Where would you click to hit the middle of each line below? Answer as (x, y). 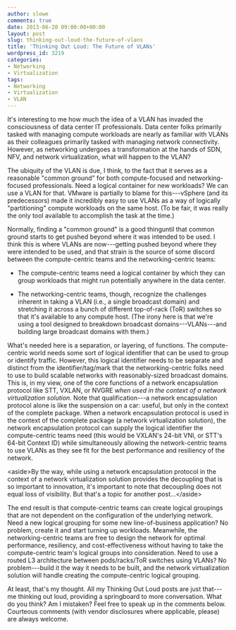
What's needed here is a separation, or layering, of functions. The (103, 345)
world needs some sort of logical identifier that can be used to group (129, 353)
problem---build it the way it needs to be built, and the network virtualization (118, 568)
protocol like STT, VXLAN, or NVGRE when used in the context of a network (117, 390)
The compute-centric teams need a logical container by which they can (121, 273)
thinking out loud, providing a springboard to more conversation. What (120, 596)
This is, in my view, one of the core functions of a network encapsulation (113, 383)
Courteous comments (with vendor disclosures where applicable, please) (113, 611)
